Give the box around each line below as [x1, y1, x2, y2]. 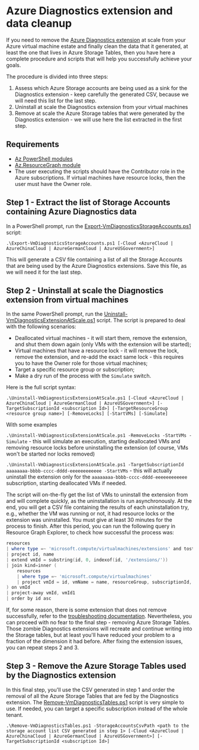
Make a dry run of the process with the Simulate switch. [14, 372, 152, 380]
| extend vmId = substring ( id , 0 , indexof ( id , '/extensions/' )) [6, 557, 168, 563]
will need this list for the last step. [14, 97, 97, 104]
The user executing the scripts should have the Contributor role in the [14, 168, 185, 175]
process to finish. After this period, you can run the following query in [6, 523, 176, 530]
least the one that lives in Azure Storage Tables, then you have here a [6, 49, 176, 56]
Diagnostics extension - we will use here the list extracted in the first [14, 116, 182, 123]
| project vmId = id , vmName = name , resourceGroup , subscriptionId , [17, 579, 192, 585]
